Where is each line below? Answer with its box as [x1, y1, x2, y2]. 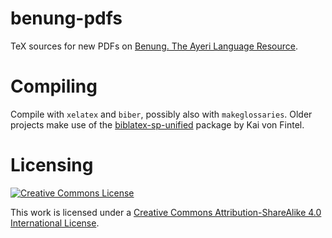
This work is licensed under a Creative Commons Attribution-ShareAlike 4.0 [10, 206, 322, 218]
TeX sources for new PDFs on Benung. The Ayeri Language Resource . [10, 40, 299, 52]
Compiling [10, 75, 98, 98]
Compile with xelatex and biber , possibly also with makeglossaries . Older [10, 108, 313, 120]
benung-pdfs [10, 7, 123, 30]
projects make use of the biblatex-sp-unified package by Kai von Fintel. [10, 118, 305, 131]
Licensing [10, 154, 94, 177]
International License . [10, 217, 100, 229]
